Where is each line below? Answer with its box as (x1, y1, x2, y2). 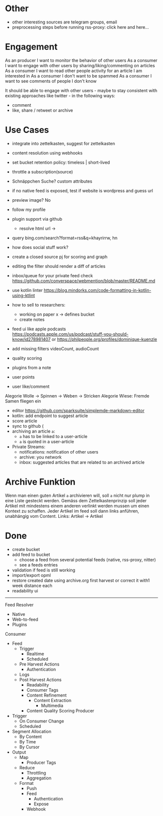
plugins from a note (12, 364, 51, 370)
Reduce (19, 764, 35, 770)
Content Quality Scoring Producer (26, 707, 95, 714)
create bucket (12, 546, 40, 552)
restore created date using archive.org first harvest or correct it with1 (12, 577, 150, 583)
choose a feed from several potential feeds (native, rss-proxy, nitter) (19, 556, 156, 563)
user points (12, 374, 35, 380)
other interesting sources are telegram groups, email (12, 19, 117, 25)
